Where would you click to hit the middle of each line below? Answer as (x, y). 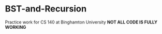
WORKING (16, 27)
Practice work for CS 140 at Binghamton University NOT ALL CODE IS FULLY (81, 22)
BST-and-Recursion (46, 9)
